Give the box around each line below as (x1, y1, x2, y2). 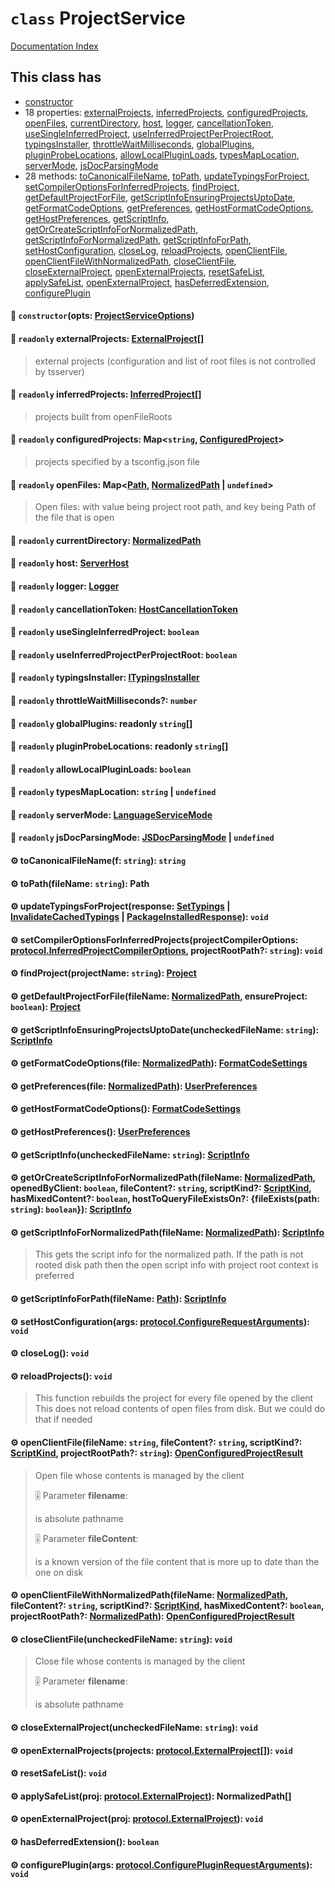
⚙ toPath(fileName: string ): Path (10, 877, 150, 889)
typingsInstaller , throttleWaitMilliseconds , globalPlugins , (24, 138, 255, 150)
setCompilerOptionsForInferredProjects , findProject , (24, 180, 240, 192)
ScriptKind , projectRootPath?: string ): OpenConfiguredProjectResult (10, 1447, 304, 1459)
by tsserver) (34, 365, 85, 377)
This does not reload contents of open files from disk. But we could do (34, 1403, 326, 1415)
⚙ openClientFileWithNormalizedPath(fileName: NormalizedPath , (10, 1589, 288, 1601)
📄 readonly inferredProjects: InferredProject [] (10, 388, 202, 401)
